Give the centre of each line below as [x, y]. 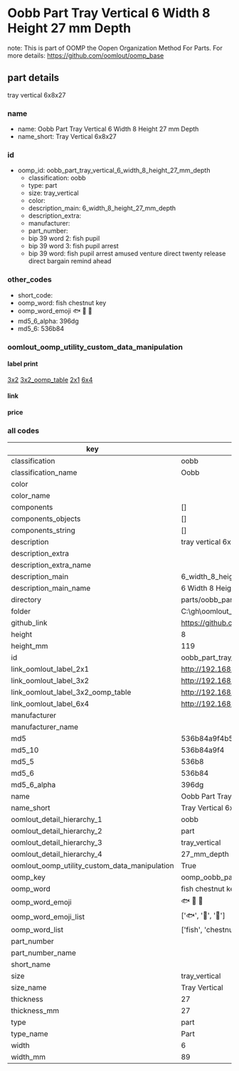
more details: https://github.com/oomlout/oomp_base [86, 56]
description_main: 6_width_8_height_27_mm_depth [102, 209]
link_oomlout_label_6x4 [50, 704]
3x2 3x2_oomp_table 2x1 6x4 [50, 379]
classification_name [44, 473]
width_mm [28, 1057]
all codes [23, 431]
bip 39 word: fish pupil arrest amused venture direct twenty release [127, 253]
